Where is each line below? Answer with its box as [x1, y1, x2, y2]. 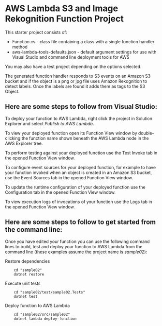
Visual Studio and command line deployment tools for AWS [12, 54, 130, 60]
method [12, 44, 28, 50]
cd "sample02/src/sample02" [14, 312, 70, 317]
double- [138, 130, 154, 136]
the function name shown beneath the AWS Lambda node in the [21, 135, 149, 141]
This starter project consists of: [5, 29, 68, 35]
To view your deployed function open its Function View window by [5, 130, 137, 136]
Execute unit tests [5, 280, 41, 286]
